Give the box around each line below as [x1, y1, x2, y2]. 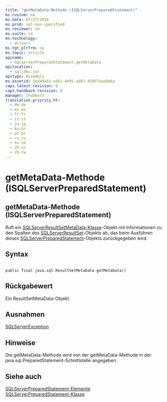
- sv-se [10, 140, 26, 145]
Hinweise [5, 338, 36, 347]
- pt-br [10, 131, 26, 136]
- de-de [10, 103, 26, 108]
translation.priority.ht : [5, 97, 60, 103]
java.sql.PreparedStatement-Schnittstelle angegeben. [5, 358, 118, 364]
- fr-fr [10, 112, 26, 117]
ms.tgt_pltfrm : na [5, 45, 44, 51]
